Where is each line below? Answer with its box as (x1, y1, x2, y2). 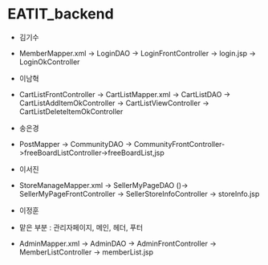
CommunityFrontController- (133, 139, 225, 149)
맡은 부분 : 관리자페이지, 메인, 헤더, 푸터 (18, 222, 144, 232)
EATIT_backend (7, 5, 114, 23)
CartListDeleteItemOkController (18, 106, 124, 116)
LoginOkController (18, 57, 80, 67)
